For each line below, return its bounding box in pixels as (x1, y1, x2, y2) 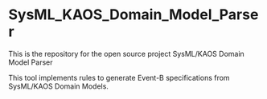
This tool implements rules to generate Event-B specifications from (8, 73, 231, 82)
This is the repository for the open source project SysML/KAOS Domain (8, 49, 245, 58)
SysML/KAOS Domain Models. (8, 81, 109, 91)
